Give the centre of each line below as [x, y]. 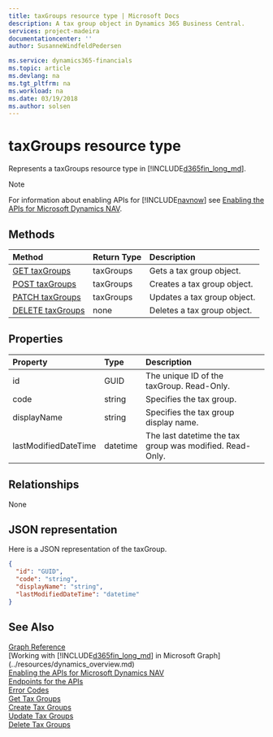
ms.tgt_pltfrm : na [39, 83]
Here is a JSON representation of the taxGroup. [88, 550]
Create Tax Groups [40, 707]
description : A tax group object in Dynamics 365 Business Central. [127, 24]
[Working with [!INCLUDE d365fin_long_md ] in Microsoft [102, 655]
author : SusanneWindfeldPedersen [65, 46]
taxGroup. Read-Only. [188, 386]
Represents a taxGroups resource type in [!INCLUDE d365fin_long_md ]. [127, 169]
